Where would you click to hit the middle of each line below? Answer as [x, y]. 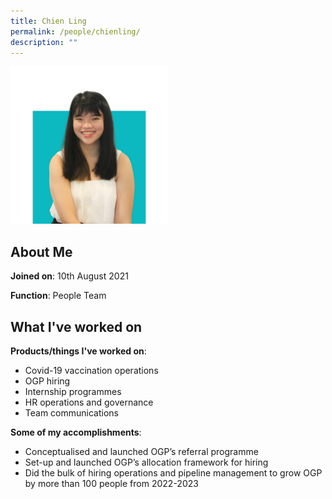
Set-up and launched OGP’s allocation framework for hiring [146, 462]
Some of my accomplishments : [76, 432]
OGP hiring [47, 381]
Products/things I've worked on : [78, 351]
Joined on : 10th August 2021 [69, 276]
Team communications [71, 413]
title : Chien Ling [48, 21]
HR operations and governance [89, 402]
